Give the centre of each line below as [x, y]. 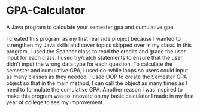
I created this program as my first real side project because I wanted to [94, 38]
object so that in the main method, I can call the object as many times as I [97, 83]
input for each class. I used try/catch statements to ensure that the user [94, 57]
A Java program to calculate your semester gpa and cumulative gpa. [91, 27]
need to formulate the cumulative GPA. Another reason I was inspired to [95, 89]
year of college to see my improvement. [55, 102]
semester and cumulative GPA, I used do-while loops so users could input [97, 70]
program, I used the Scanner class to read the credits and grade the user [96, 51]
